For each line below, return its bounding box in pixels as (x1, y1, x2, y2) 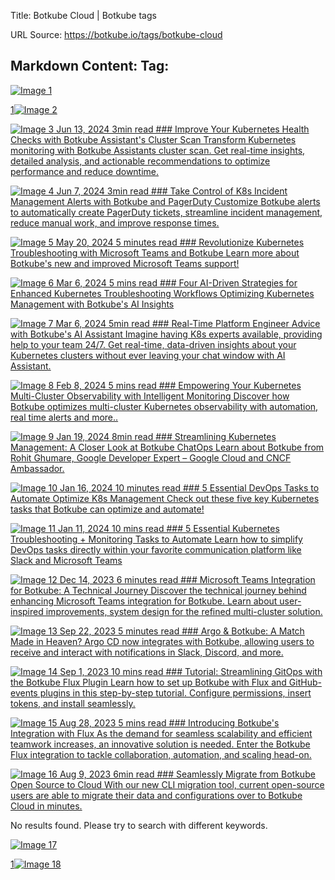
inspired (10, 605, 44, 617)
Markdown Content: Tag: (10, 58, 170, 75)
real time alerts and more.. (10, 411, 119, 423)
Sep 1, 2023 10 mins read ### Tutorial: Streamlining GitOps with (59, 665, 323, 677)
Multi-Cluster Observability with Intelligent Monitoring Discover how (10, 390, 290, 402)
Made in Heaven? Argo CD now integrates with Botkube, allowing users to (10, 635, 315, 647)
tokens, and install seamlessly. (10, 697, 136, 709)
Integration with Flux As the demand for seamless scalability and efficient (10, 727, 313, 739)
